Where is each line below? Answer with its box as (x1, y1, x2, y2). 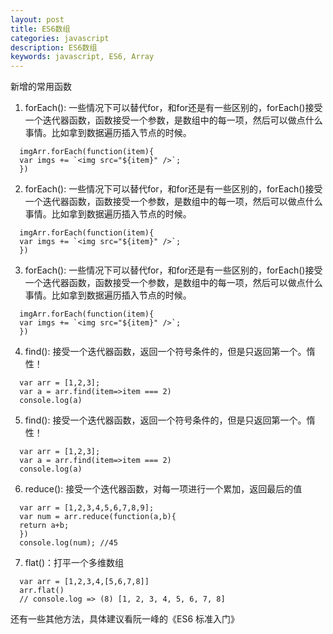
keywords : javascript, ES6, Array (10, 52, 155, 62)
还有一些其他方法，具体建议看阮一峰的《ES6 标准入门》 (10, 613, 240, 625)
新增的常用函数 (10, 81, 72, 93)
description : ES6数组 (10, 42, 98, 53)
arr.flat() (19, 586, 65, 596)
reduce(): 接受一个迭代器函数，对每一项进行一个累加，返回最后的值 (24, 483, 303, 495)
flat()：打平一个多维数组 (24, 557, 125, 569)
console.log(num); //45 (19, 538, 118, 548)
